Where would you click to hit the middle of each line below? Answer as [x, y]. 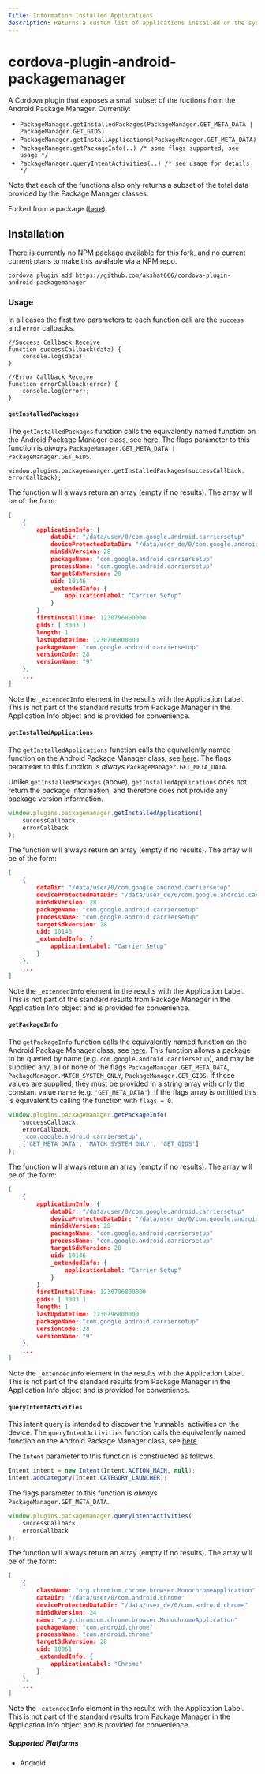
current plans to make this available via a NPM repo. [93, 261]
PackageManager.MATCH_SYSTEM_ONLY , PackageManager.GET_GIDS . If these [121, 1075]
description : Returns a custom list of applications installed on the [127, 23]
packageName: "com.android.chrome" [95, 1627]
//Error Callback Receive [50, 377]
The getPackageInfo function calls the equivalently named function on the [127, 1042]
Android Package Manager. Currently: [70, 109]
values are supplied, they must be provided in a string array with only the [127, 1083]
